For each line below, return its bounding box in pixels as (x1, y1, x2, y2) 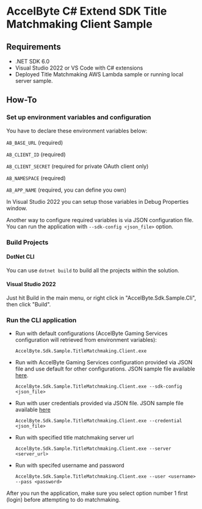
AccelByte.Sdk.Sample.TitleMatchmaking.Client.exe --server (15, 446, 171, 452)
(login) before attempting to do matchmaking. (6, 496, 121, 504)
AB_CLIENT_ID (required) (6, 151, 66, 158)
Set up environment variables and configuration (6, 113, 151, 121)
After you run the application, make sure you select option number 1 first (6, 489, 188, 497)
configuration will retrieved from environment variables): (15, 336, 157, 344)
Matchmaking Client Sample (6, 17, 153, 31)
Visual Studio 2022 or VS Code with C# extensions (15, 64, 143, 71)
